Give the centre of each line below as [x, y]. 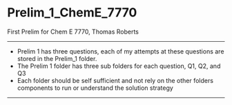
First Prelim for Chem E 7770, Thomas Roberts [73, 32]
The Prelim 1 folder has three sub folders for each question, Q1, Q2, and [119, 66]
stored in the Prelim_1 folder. [57, 58]
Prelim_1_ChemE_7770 [72, 13]
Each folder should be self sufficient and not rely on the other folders [115, 80]
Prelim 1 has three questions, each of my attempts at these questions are [120, 51]
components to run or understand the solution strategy [95, 88]
